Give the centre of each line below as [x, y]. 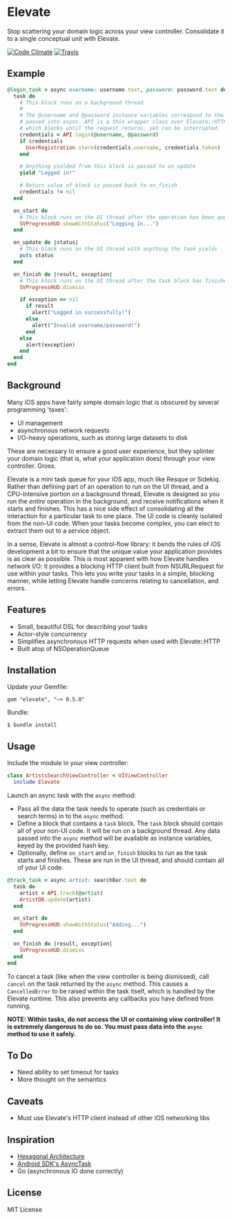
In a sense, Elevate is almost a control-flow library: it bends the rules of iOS [114, 544]
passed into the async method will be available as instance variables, [115, 838]
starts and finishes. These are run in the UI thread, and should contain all [120, 860]
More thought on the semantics [62, 1079]
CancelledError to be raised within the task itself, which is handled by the [111, 991]
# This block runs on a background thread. [83, 102]
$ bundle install [32, 725]
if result [39, 306]
